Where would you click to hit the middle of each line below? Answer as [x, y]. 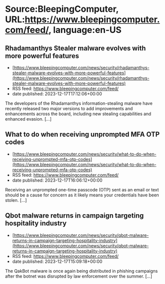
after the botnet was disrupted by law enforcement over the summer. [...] [79, 276]
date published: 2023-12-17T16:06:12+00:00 [57, 180]
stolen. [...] [16, 200]
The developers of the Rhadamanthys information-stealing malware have [79, 103]
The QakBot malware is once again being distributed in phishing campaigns [82, 271]
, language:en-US [85, 30]
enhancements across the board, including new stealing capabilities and [78, 114]
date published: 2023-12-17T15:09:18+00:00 [57, 261]
